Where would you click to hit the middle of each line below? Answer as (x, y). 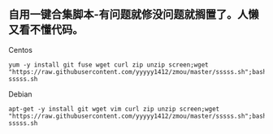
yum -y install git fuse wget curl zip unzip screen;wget (108, 65)
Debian (20, 94)
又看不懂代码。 (46, 30)
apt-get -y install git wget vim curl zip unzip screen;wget (114, 109)
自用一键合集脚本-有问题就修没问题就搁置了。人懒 (134, 15)
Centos (20, 50)
